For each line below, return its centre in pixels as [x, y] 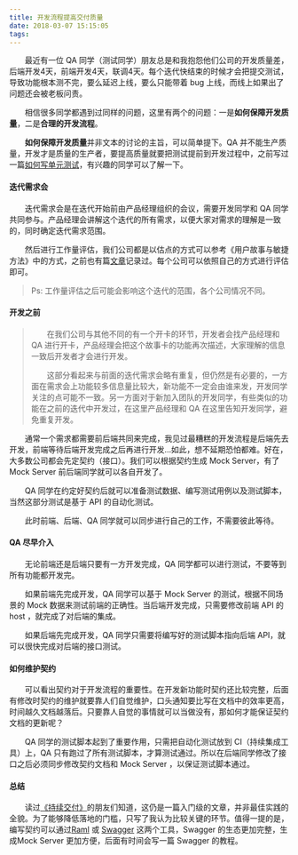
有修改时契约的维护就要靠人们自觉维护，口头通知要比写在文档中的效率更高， [149, 701]
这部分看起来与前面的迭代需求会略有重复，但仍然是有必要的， [159, 375]
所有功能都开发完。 [44, 575]
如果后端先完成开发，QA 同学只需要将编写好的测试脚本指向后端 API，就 [155, 635]
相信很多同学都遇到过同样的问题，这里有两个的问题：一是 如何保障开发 [153, 113]
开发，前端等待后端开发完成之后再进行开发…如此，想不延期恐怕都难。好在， [149, 449]
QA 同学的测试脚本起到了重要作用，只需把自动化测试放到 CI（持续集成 [153, 742]
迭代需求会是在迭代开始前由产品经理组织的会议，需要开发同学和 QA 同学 [157, 208]
